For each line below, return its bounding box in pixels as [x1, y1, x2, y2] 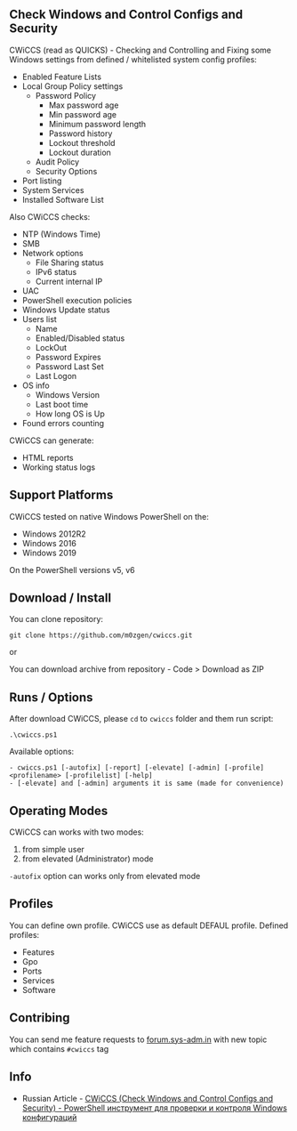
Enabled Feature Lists [21, 71, 102, 82]
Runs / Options [9, 690, 93, 705]
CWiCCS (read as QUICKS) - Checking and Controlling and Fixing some [9, 44, 271, 55]
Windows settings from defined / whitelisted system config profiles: [9, 53, 258, 65]
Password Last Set [35, 360, 104, 372]
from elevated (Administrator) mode [21, 853, 154, 864]
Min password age [48, 109, 117, 119]
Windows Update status [21, 304, 110, 315]
